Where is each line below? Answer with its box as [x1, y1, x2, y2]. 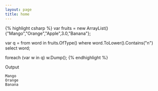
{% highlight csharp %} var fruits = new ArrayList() [5, 25, 108, 31]
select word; [5, 45, 31, 51]
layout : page [5, 7, 32, 12]
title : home [5, 12, 30, 17]
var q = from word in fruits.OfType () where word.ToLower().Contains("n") [5, 40, 154, 45]
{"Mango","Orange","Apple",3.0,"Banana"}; [5, 30, 91, 36]
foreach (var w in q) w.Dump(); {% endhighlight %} [5, 54, 108, 60]
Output [5, 64, 19, 70]
